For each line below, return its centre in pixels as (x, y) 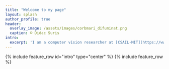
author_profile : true (28, 19)
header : (13, 24)
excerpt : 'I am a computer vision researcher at (62, 42)
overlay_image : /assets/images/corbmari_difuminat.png (68, 28)
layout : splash (21, 14)
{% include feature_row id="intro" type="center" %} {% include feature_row (84, 56)
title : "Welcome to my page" (36, 10)
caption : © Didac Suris (34, 33)
